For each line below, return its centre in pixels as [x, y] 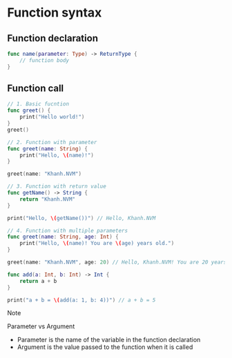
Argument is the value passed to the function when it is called [105, 347]
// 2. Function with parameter [52, 142]
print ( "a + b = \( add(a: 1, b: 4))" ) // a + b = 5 [81, 300]
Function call [36, 89]
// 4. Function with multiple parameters [68, 230]
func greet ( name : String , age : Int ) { [63, 237]
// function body [45, 60]
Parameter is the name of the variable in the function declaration [109, 340]
